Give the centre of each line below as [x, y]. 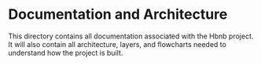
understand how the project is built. [66, 52]
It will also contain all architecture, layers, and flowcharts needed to [117, 44]
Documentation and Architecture [118, 14]
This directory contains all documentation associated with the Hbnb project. [131, 36]
